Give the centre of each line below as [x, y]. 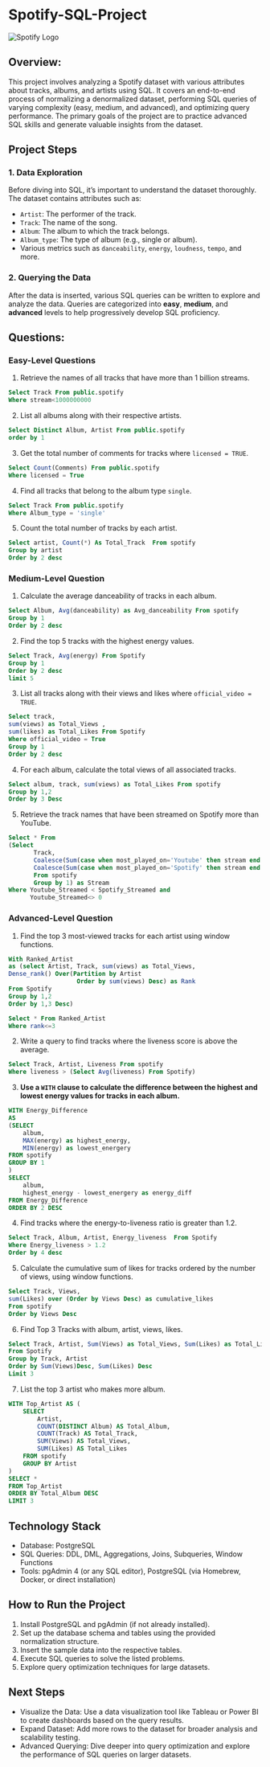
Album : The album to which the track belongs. [95, 232]
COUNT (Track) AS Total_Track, [88, 1434]
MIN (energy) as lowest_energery [77, 1148]
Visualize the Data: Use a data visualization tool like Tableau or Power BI [139, 1712]
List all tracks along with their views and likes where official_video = [135, 694]
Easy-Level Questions [52, 361]
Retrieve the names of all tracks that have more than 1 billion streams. [135, 378]
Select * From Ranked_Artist [57, 1019]
